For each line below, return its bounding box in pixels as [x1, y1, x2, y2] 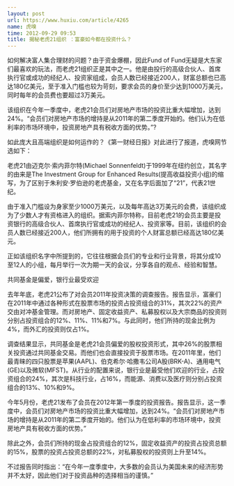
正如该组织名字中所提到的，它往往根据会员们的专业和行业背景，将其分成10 [7, 252, 221, 260]
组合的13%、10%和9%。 [7, 384, 79, 392]
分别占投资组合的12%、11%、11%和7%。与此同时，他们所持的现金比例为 [7, 316, 216, 324]
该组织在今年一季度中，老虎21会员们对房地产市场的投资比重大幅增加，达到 [7, 106, 221, 114]
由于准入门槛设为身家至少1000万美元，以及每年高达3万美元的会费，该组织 [7, 203, 221, 211]
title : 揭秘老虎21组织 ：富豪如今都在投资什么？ [7, 36, 132, 43]
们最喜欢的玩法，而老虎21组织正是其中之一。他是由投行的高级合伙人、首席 [7, 65, 221, 73]
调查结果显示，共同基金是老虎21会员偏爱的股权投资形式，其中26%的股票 [7, 340, 217, 348]
